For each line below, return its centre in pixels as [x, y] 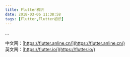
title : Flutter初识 [25, 10]
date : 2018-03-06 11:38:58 [33, 14]
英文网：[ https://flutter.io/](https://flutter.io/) [50, 50]
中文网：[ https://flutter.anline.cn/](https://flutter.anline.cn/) [65, 43]
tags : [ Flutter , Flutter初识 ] [34, 19]
